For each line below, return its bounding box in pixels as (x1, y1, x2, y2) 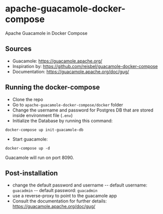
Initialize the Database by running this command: (12, 117, 113, 123)
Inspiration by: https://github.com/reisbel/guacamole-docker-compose (12, 63, 158, 69)
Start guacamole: (12, 136, 48, 142)
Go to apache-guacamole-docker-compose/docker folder (12, 101, 123, 107)
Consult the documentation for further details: (12, 198, 107, 204)
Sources (5, 44, 32, 53)
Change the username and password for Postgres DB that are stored (12, 107, 154, 113)
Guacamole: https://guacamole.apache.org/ (12, 58, 103, 64)
